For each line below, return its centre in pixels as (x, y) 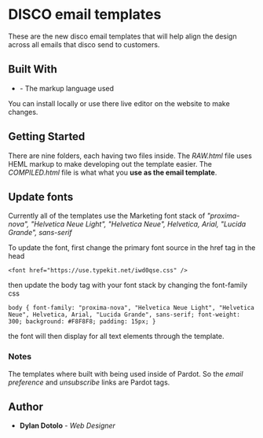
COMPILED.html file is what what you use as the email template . (113, 172)
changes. (23, 112)
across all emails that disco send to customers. (84, 44)
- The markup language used (67, 88)
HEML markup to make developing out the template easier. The (110, 164)
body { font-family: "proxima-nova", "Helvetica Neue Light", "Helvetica (131, 308)
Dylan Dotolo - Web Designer (68, 425)
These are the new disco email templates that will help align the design (122, 36)
